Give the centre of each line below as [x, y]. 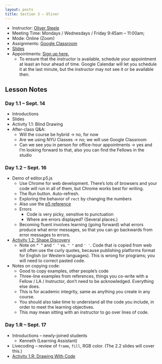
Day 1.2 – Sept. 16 [26, 168]
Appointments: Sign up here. [40, 53]
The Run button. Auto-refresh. [49, 194]
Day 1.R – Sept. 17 [26, 325]
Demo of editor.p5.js [32, 178]
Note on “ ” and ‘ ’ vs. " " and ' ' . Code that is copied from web [85, 245]
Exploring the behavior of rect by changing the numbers [75, 199]
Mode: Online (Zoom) [33, 38]
